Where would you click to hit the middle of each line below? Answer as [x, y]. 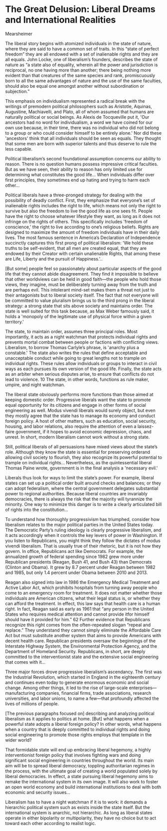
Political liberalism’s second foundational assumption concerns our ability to [83, 158]
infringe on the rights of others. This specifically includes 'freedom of [77, 221]
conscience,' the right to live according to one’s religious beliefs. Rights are [82, 227]
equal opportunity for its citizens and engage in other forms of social [76, 405]
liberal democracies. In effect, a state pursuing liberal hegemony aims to [79, 776]
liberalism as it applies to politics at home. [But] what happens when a [77, 719]
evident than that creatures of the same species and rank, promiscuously [80, 75]
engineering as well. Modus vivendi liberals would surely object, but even [80, 410]
